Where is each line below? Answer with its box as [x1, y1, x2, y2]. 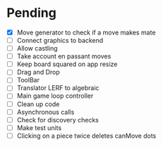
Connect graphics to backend [16, 37, 104, 44]
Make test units [16, 123, 62, 132]
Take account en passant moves [16, 52, 111, 60]
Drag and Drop [16, 68, 61, 77]
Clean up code [16, 100, 60, 108]
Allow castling [16, 44, 58, 53]
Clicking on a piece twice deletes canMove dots [16, 132, 157, 140]
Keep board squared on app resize [16, 60, 118, 68]
